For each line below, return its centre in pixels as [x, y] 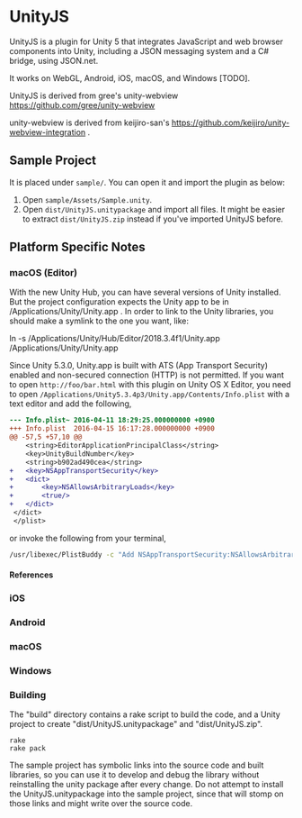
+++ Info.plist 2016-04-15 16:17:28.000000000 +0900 [112, 429]
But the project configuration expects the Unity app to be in [119, 302]
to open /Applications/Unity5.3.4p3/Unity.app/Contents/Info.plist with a [150, 395]
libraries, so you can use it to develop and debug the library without [134, 775]
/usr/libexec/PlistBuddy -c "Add [72, 554]
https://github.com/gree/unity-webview [82, 105]
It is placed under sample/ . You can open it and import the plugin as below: [147, 182]
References [31, 575]
